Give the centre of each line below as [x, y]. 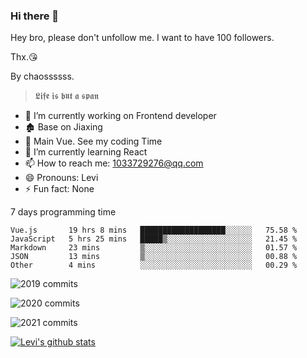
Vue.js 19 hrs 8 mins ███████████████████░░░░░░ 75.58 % [154, 230]
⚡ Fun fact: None [59, 189]
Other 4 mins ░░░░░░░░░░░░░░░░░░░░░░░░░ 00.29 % [154, 265]
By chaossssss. [42, 76]
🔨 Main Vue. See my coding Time [93, 141]
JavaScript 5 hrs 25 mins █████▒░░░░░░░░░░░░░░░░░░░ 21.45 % [154, 239]
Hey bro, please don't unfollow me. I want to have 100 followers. [142, 38]
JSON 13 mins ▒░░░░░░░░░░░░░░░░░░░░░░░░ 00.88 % [154, 257]
